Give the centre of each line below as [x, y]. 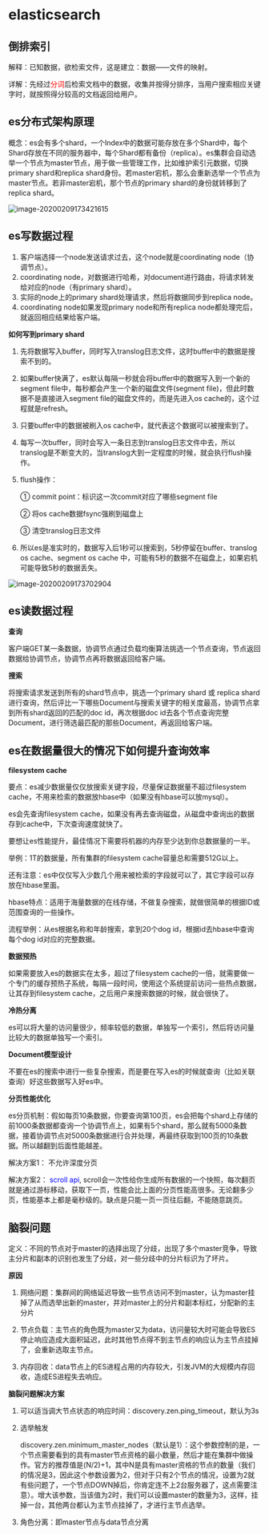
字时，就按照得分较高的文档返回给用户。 [75, 94]
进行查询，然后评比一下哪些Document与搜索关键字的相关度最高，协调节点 [131, 702]
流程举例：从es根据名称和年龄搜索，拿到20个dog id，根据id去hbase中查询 [131, 929]
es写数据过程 [41, 236]
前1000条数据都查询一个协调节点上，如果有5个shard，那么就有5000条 [124, 1126]
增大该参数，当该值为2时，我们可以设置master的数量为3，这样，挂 [148, 1495]
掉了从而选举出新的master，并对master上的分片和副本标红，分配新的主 [137, 1303]
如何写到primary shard [46, 334]
